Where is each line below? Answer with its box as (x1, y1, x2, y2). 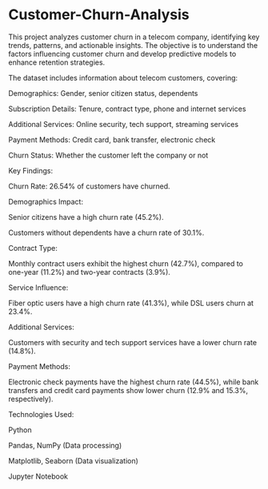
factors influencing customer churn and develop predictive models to (8, 49, 237, 58)
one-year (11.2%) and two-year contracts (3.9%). (8, 267, 170, 276)
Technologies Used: (8, 409, 74, 419)
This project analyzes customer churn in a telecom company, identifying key (8, 32, 260, 42)
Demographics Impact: (8, 197, 84, 206)
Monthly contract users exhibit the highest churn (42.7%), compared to (8, 258, 244, 268)
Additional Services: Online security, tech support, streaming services (8, 119, 238, 129)
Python (8, 425, 32, 435)
